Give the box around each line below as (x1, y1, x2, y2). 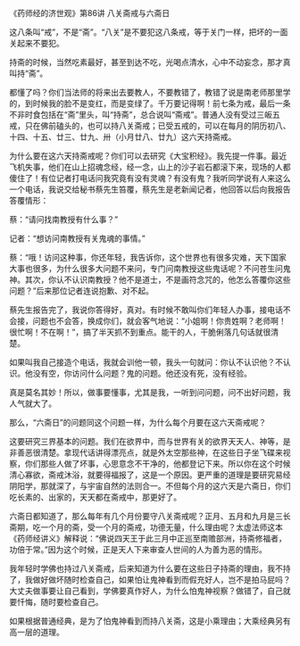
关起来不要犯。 (9, 38, 64, 48)
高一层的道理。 (9, 627, 64, 637)
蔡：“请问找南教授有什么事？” (9, 214, 119, 225)
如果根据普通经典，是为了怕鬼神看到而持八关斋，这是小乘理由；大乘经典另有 (9, 616, 291, 626)
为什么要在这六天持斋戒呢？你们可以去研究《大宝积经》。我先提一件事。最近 (9, 151, 287, 161)
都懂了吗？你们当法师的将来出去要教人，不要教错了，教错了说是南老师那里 (9, 87, 283, 97)
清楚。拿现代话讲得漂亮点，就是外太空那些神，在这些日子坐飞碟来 (39, 447, 283, 458)
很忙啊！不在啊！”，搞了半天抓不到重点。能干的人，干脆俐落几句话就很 (9, 327, 271, 337)
